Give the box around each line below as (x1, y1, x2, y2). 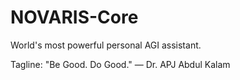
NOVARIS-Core (10, 6, 139, 29)
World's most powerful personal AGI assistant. (10, 39, 202, 51)
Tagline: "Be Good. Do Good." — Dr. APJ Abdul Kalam (10, 58, 231, 70)
